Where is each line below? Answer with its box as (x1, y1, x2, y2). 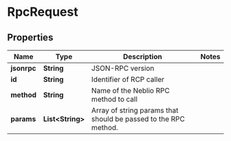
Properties (7, 32, 54, 43)
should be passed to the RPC (91, 114, 186, 124)
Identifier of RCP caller (91, 75, 165, 84)
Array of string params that (91, 106, 179, 115)
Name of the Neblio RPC (91, 86, 170, 95)
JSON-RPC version (91, 63, 155, 73)
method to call (91, 94, 137, 104)
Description (122, 52, 163, 61)
